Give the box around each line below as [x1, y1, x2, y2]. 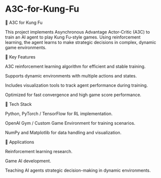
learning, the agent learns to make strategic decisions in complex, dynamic [5, 39, 157, 45]
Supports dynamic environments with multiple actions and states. [5, 73, 137, 79]
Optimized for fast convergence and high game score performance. [5, 92, 141, 98]
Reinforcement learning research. [5, 148, 72, 154]
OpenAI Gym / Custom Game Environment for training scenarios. [5, 120, 136, 126]
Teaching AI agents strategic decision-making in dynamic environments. [5, 167, 151, 173]
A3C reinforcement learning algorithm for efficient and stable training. [5, 63, 146, 69]
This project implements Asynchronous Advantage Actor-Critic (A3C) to [5, 29, 150, 35]
